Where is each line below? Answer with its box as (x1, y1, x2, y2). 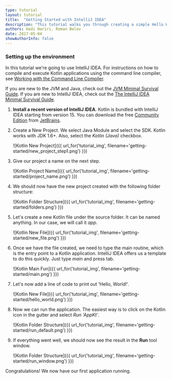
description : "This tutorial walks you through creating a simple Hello (5, 22, 164, 27)
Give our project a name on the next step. (12, 158, 101, 164)
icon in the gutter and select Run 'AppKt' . (12, 312, 100, 318)
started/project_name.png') (12, 173, 71, 179)
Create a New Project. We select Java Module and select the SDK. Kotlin (12, 127, 165, 133)
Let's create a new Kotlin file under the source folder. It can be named (12, 214, 160, 221)
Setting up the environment (5, 53, 75, 60)
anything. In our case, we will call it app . (12, 220, 98, 226)
